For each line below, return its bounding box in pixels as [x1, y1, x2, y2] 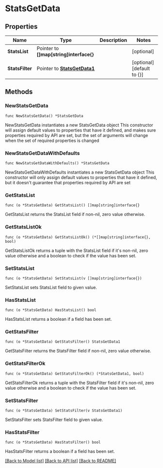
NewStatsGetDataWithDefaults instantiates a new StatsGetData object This [5, 169, 154, 175]
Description [99, 37, 128, 43]
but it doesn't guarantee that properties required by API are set [5, 179, 131, 185]
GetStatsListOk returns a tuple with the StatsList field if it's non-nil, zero [5, 247, 148, 253]
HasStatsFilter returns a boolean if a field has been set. [5, 448, 115, 454]
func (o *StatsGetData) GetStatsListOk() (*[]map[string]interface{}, [5, 234, 151, 239]
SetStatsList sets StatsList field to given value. [5, 284, 98, 290]
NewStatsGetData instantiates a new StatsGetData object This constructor [5, 122, 154, 128]
